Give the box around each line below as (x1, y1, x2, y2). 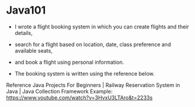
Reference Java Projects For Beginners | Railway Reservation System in (6, 81, 180, 89)
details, (14, 29, 33, 36)
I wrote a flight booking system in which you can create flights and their (14, 23, 189, 30)
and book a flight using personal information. (14, 59, 124, 66)
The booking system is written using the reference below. (14, 70, 155, 77)
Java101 (6, 4, 46, 17)
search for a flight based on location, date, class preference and (14, 41, 171, 48)
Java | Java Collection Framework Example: (6, 87, 113, 95)
